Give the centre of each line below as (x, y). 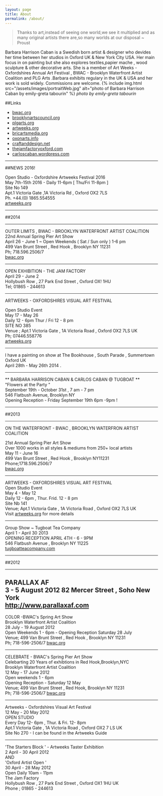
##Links (13, 103)
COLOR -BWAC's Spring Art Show (39, 617)
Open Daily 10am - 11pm (29, 773)
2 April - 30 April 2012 (27, 752)
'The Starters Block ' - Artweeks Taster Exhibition (54, 747)
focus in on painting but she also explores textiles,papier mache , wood (76, 63)
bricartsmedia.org (30, 133)
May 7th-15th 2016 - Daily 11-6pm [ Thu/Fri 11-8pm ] (57, 183)
